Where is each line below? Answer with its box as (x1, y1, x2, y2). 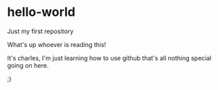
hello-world (7, 4, 76, 20)
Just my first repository (7, 27, 74, 35)
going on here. (7, 61, 49, 69)
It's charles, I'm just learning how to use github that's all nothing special (7, 53, 212, 62)
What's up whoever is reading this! (7, 40, 107, 48)
